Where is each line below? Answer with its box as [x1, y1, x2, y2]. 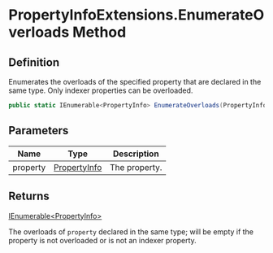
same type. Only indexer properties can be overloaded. [8, 85, 193, 95]
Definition [8, 55, 59, 69]
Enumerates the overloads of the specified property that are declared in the [8, 77, 262, 86]
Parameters [8, 124, 69, 137]
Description [112, 148, 160, 159]
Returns [8, 190, 50, 203]
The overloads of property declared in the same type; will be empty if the [8, 226, 254, 237]
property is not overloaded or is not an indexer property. [8, 235, 197, 245]
